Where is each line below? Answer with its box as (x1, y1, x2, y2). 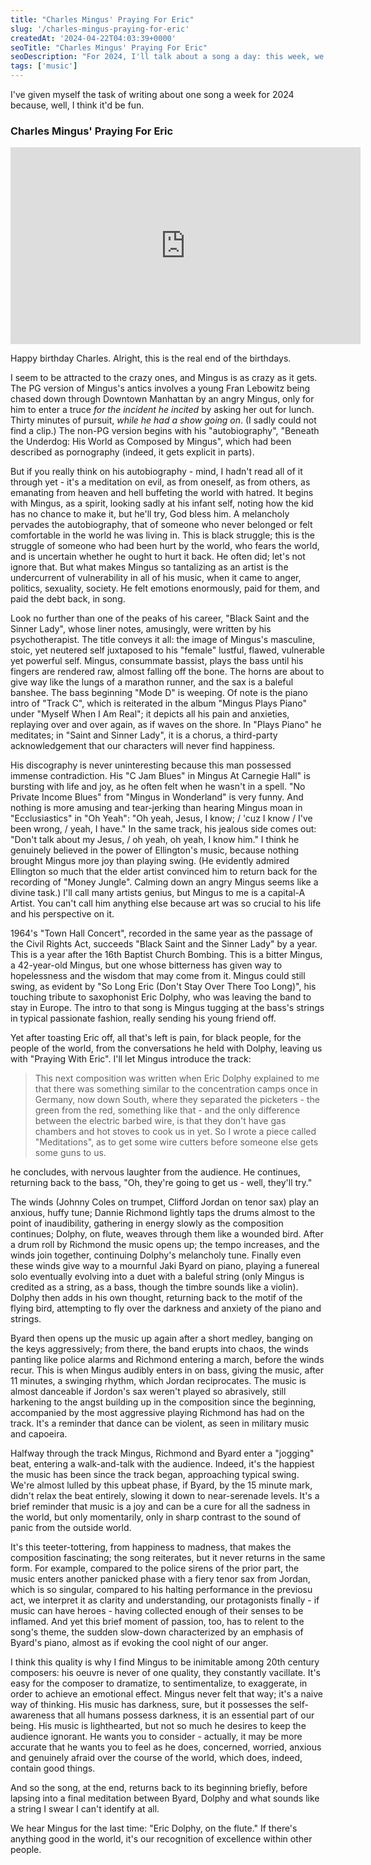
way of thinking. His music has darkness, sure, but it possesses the (10, 1699, 288, 1711)
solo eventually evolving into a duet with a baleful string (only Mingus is (10, 1271, 305, 1283)
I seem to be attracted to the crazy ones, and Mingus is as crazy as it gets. (10, 372, 318, 384)
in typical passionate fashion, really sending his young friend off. (10, 1012, 277, 1025)
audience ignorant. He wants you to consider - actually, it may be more (10, 1731, 303, 1743)
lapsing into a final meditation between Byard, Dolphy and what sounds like (10, 1792, 320, 1805)
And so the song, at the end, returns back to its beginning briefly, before (10, 1782, 308, 1794)
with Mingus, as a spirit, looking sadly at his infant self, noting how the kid (10, 497, 314, 510)
